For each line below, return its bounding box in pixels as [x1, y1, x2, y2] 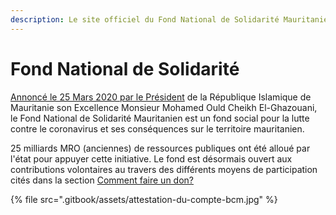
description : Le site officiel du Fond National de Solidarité [10, 14, 280, 25]
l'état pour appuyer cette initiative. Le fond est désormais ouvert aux [10, 152, 293, 165]
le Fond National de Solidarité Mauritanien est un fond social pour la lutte [10, 112, 310, 124]
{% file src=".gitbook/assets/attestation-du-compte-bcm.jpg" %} [10, 193, 278, 205]
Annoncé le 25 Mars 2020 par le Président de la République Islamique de [10, 91, 312, 103]
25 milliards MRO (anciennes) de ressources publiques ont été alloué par [10, 142, 311, 154]
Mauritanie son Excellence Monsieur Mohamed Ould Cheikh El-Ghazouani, [10, 101, 318, 113]
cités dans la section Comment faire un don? [10, 174, 195, 186]
